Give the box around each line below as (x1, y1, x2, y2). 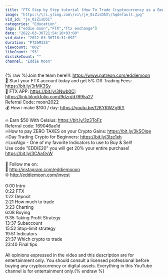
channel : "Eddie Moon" (5, 59, 52, 64)
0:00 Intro (5, 183, 26, 189)
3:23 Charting (5, 204, 34, 210)
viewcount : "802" (5, 45, 41, 50)
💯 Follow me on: (5, 161, 38, 167)
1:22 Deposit (5, 194, 31, 200)
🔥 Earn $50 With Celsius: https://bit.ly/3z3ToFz (5, 117, 102, 123)
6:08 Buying (5, 209, 30, 216)
